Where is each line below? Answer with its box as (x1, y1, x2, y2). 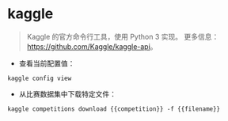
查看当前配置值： (18, 59, 75, 68)
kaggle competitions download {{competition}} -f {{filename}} (7, 104, 221, 113)
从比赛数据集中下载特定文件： (18, 89, 116, 99)
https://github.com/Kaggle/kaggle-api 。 (26, 41, 158, 51)
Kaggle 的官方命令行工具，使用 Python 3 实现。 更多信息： (26, 32, 219, 41)
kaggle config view (7, 74, 72, 82)
